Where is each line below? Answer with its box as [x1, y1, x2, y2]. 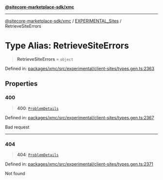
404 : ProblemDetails [16, 151, 59, 157]
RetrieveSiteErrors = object [16, 56, 74, 62]
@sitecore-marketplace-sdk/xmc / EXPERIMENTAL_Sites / [5, 18, 122, 24]
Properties [5, 80, 38, 88]
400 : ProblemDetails [16, 105, 59, 111]
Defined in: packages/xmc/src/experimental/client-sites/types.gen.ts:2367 [5, 115, 154, 120]
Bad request [5, 124, 30, 130]
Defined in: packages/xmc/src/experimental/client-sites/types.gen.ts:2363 [5, 65, 154, 71]
